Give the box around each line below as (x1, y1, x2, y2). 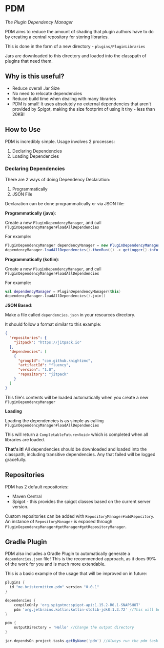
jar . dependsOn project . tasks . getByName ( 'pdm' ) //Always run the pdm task (5, 639, 159, 644)
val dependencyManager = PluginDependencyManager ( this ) (5, 289, 121, 294)
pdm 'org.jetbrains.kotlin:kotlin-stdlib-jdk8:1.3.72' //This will (14, 607, 154, 612)
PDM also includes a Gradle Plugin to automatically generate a (5, 551, 130, 556)
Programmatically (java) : (5, 210, 56, 216)
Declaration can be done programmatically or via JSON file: (5, 200, 125, 206)
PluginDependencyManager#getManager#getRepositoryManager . (5, 524, 127, 529)
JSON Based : (5, 302, 33, 309)
